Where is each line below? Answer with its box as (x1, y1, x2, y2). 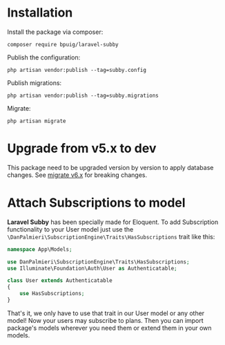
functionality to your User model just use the (7, 225, 134, 233)
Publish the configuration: (7, 53, 81, 62)
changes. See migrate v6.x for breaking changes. (7, 171, 147, 179)
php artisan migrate (7, 118, 67, 124)
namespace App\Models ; (7, 245, 72, 253)
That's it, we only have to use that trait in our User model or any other (7, 309, 205, 317)
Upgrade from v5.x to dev (7, 140, 157, 156)
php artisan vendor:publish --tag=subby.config (7, 66, 147, 73)
